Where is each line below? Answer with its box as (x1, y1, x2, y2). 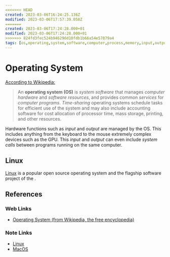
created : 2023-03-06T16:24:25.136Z (5, 12, 80, 17)
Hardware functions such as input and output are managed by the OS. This (5, 125, 161, 132)
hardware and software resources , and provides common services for (17, 94, 164, 100)
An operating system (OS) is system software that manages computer (17, 89, 165, 95)
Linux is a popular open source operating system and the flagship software (5, 170, 162, 176)
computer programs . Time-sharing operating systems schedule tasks (17, 99, 163, 105)
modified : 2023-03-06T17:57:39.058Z (5, 17, 82, 22)
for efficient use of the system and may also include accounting (17, 105, 151, 111)
